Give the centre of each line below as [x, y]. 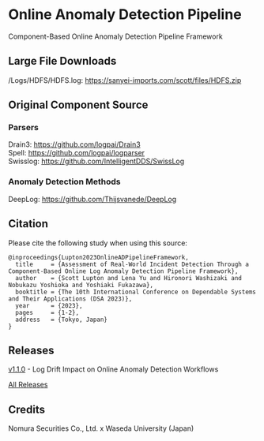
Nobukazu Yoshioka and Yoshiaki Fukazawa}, [81, 285]
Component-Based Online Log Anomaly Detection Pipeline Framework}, [123, 271]
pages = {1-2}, [47, 312]
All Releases [28, 385]
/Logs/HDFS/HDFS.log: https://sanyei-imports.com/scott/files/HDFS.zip [125, 80]
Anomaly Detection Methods [64, 181]
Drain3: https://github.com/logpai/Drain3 [74, 144]
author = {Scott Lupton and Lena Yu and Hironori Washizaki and [129, 278]
